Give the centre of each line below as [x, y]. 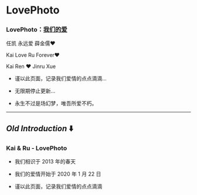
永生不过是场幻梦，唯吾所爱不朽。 [56, 104]
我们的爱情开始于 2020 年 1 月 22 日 [58, 174]
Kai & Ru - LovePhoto [37, 148]
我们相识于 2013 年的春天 [45, 162]
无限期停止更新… [35, 91]
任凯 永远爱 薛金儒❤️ [31, 43]
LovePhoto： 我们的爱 [37, 30]
